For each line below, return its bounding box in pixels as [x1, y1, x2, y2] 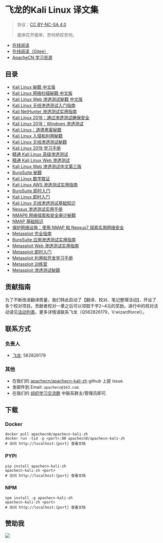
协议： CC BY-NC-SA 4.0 [17, 21, 67, 27]
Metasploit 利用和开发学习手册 [12, 255, 73, 261]
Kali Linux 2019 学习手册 [12, 145, 61, 151]
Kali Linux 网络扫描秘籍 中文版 [12, 90, 73, 96]
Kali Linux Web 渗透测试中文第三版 [12, 163, 82, 169]
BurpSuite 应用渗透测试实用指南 [12, 236, 76, 242]
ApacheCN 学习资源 [12, 54, 53, 60]
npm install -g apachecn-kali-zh [5, 495, 73, 501]
